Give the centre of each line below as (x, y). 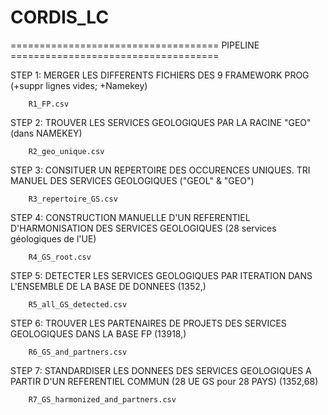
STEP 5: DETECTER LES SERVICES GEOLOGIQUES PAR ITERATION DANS (161, 275)
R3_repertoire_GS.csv (73, 199)
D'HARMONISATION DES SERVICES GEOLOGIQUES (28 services (143, 228)
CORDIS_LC (60, 17)
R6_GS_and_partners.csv (78, 352)
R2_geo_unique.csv (66, 151)
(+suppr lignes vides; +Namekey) (79, 85)
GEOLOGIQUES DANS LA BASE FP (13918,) (98, 333)
